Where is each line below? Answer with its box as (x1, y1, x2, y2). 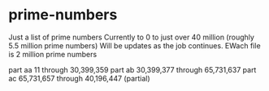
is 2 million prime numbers (8, 49, 98, 59)
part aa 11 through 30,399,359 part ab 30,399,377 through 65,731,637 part (8, 64, 257, 74)
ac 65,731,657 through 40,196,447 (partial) (8, 73, 150, 83)
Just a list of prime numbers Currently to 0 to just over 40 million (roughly (8, 32, 254, 42)
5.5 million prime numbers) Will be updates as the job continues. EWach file (8, 40, 262, 50)
